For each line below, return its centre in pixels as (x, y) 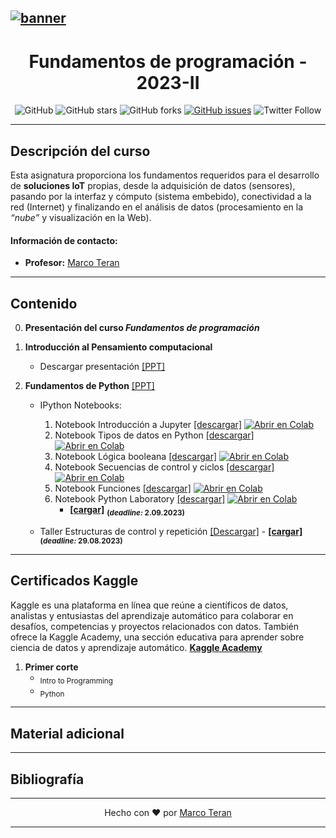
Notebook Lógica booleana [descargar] (136, 457)
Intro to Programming (76, 681)
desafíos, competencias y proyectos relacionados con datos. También (155, 626)
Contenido (44, 303)
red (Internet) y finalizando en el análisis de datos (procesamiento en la (157, 207)
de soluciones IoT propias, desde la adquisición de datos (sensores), (153, 186)
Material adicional (67, 733)
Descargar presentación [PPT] (102, 367)
